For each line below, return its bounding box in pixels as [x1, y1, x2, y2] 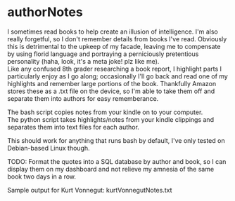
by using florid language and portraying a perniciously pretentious [7, 50, 199, 58]
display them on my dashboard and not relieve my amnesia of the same [7, 165, 215, 173]
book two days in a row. [7, 172, 76, 181]
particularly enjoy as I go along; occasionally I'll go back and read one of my [7, 71, 229, 81]
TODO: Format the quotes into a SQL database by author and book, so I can [7, 157, 227, 165]
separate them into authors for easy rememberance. [7, 94, 159, 102]
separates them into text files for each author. [7, 123, 139, 131]
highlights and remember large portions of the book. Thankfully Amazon [7, 79, 217, 88]
